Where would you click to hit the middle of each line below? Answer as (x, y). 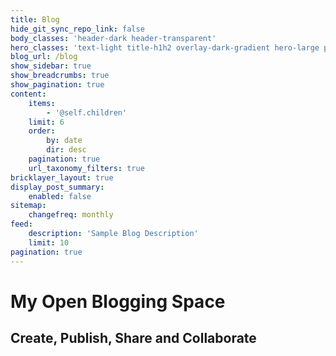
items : (42, 103)
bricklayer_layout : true (62, 177)
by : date (64, 141)
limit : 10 (49, 242)
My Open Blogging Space (118, 301)
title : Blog (35, 19)
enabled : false (60, 196)
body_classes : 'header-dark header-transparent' (113, 38)
